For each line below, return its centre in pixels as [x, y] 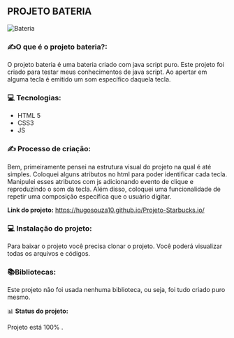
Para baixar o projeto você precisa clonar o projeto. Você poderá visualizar [115, 246]
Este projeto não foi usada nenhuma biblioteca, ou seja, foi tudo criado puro [116, 290]
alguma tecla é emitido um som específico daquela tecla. [89, 79]
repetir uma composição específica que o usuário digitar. [89, 196]
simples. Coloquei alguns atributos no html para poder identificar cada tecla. [117, 174]
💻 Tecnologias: [34, 98]
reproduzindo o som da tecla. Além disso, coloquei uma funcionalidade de [114, 189]
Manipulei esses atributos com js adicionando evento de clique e [101, 181]
